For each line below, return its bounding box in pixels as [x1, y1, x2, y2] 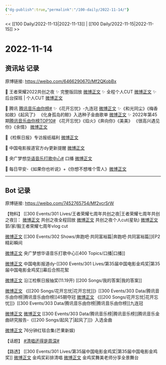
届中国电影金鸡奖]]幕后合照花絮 [5, 267, 69, 273]
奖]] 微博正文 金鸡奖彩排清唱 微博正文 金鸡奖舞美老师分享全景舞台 [5, 355, 139, 361]
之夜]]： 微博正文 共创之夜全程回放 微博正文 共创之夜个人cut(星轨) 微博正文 [5, 217, 158, 223]
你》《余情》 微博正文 [5, 124, 48, 130]
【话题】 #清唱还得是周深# [5, 338, 60, 344]
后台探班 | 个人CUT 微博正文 [5, 95, 63, 101]
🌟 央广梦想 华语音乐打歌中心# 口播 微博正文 [5, 155, 92, 161]
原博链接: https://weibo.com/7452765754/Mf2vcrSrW [5, 201, 115, 206]
